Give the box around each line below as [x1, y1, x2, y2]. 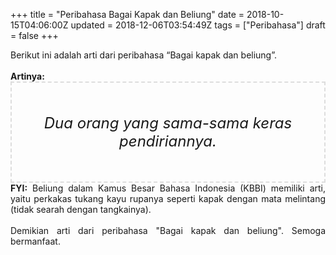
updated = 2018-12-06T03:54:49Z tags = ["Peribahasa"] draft [70, 19, 326, 31]
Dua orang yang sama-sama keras [43, 114, 293, 133]
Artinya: [10, 70, 45, 82]
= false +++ [10, 30, 59, 41]
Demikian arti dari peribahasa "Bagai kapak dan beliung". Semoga [10, 225, 326, 236]
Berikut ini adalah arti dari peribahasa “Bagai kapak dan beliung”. [10, 49, 278, 61]
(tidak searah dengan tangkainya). [10, 204, 152, 215]
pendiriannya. [119, 132, 217, 151]
